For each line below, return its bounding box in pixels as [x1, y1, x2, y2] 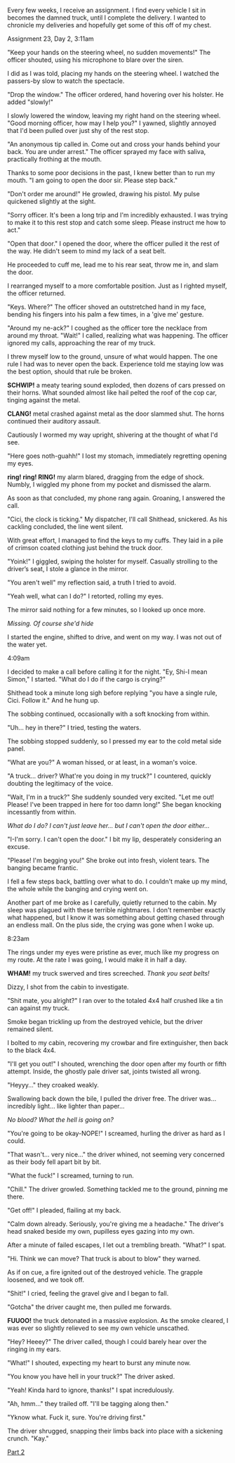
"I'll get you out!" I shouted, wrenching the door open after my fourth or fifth [7, 1060, 227, 1068]
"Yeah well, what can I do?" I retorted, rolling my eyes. [7, 592, 163, 600]
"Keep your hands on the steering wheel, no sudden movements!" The [7, 49, 211, 56]
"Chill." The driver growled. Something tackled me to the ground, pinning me [7, 1185, 229, 1193]
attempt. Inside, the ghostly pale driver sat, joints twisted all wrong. [7, 1067, 201, 1075]
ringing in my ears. [7, 1345, 62, 1353]
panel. [7, 745, 26, 753]
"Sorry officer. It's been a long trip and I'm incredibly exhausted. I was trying [7, 211, 228, 219]
